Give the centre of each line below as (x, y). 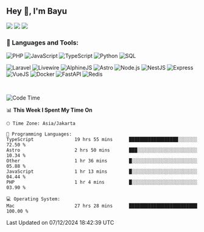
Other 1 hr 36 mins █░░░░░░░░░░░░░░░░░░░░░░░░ (102, 161)
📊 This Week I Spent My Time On (49, 110)
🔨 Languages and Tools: (43, 42)
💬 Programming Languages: (39, 134)
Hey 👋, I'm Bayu (37, 11)
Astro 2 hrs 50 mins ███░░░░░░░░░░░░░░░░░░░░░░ (102, 150)
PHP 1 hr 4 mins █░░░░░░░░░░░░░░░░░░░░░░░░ (102, 183)
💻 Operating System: (33, 199)
